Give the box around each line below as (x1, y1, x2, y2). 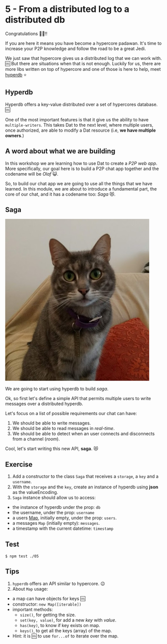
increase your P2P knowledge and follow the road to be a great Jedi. (5, 45, 146, 51)
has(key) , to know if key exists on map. (19, 622, 101, 628)
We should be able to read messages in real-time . (12, 426, 115, 431)
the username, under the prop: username (12, 510, 95, 516)
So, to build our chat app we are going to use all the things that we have (5, 181, 153, 187)
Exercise (5, 460, 33, 468)
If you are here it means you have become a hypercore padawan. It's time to (5, 40, 162, 46)
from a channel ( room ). (12, 436, 60, 442)
